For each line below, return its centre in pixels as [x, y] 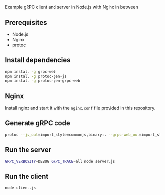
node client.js [21, 188]
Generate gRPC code [38, 123]
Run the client [27, 176]
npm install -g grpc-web [30, 71]
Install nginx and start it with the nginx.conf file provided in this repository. [80, 108]
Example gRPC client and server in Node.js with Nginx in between [72, 7]
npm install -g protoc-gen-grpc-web [42, 81]
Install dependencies [38, 60]
